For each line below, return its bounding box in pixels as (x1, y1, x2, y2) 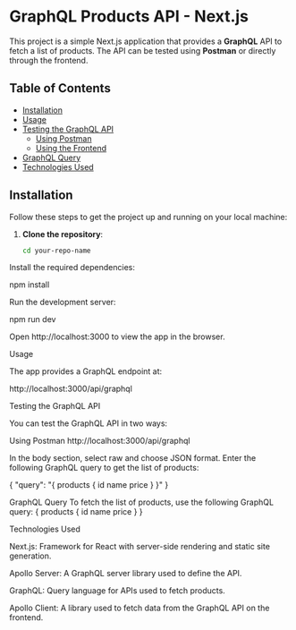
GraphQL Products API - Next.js (9, 6, 249, 27)
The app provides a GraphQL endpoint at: (9, 366, 163, 377)
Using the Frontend (35, 142, 107, 153)
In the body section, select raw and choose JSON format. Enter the (9, 453, 257, 464)
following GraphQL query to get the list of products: (9, 463, 199, 473)
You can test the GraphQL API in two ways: (9, 418, 168, 429)
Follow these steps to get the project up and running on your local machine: (9, 211, 288, 222)
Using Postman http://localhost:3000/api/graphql (9, 436, 190, 447)
